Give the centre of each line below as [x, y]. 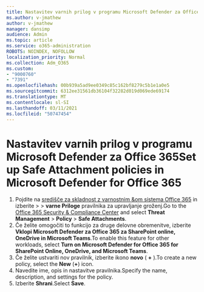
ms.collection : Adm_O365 [38, 63]
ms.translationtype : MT [36, 97]
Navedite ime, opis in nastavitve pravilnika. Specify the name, [91, 271]
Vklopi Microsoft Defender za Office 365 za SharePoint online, [95, 232]
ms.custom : [20, 68]
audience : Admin [27, 35]
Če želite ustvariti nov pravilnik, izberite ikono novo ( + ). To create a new [106, 258]
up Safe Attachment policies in [85, 169]
